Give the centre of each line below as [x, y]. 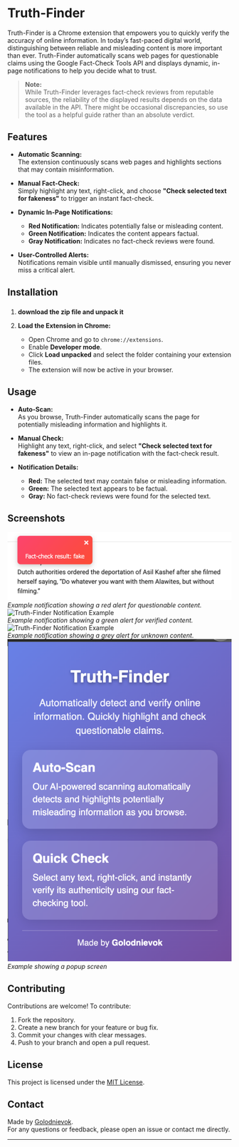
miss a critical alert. [46, 270]
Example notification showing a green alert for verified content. [100, 620]
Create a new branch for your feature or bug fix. [88, 1027]
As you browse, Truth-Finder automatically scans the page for [109, 417]
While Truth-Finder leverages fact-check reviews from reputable [119, 92]
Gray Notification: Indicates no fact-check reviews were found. [122, 241]
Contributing [36, 989]
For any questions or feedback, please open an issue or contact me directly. [119, 1129]
